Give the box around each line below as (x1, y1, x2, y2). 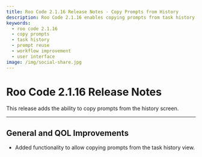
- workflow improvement (11, 48, 71, 54)
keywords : (6, 20, 31, 26)
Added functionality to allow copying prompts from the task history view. (14, 144, 195, 151)
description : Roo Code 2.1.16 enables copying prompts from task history (6, 14, 195, 20)
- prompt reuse (11, 43, 50, 49)
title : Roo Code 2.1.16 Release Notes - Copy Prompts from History (6, 8, 179, 15)
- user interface (11, 54, 55, 60)
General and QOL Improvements (6, 128, 129, 138)
